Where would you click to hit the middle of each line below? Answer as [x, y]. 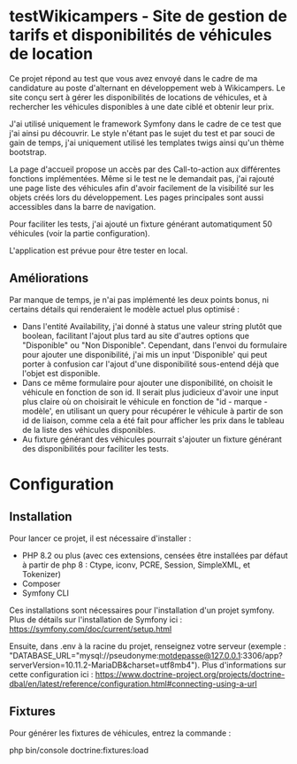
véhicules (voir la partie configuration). [80, 233]
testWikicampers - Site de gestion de [148, 16]
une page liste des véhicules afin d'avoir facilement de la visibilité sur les [141, 188]
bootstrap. [28, 151]
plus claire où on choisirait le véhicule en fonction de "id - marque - [145, 401]
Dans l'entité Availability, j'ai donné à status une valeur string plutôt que [152, 326]
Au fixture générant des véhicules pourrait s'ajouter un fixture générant [152, 439]
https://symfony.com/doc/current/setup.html [91, 629]
